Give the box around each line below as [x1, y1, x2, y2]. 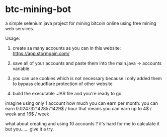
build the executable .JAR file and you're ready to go [12, 90, 122, 96]
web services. [5, 25, 34, 31]
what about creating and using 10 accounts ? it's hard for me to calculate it [5, 120, 160, 126]
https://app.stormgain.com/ [12, 50, 70, 56]
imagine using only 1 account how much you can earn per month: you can [5, 100, 158, 106]
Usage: [5, 35, 20, 41]
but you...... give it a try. [5, 126, 54, 132]
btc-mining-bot [5, 4, 71, 15]
